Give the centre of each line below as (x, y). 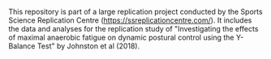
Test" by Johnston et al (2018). (88, 46)
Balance (22, 46)
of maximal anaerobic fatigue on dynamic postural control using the (121, 37)
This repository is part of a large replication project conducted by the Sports (135, 12)
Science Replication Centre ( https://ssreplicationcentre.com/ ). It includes (130, 20)
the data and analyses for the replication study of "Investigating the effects (133, 29)
